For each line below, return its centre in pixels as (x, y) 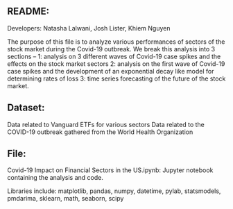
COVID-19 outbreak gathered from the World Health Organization (100, 132)
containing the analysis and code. (55, 178)
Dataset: (26, 108)
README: (28, 11)
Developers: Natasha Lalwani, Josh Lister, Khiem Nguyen (89, 28)
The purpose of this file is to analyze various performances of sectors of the (116, 42)
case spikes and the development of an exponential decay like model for (111, 71)
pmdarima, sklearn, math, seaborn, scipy (66, 199)
